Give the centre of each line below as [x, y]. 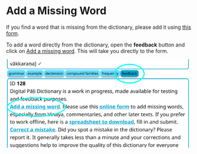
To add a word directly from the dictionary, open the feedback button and [96, 45]
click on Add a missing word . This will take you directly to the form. [87, 51]
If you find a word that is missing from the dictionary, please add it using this [98, 27]
